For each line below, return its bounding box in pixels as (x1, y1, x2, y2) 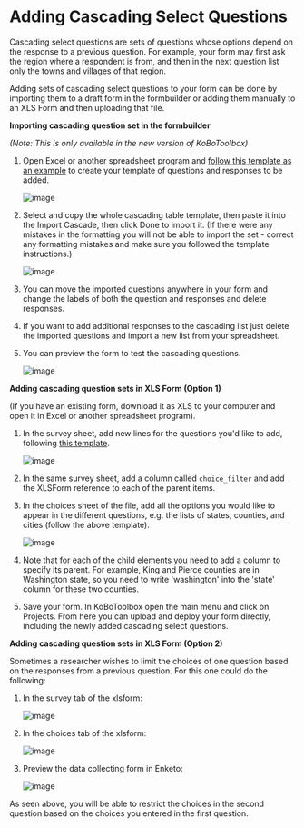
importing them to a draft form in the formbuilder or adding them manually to (9, 93, 296, 104)
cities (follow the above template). (22, 519, 150, 530)
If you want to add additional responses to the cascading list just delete (22, 320, 289, 331)
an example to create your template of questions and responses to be (22, 165, 283, 175)
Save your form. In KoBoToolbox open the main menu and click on (22, 601, 270, 612)
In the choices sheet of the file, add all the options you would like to (22, 500, 275, 511)
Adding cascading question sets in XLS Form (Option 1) (9, 383, 222, 394)
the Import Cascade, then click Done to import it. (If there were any (22, 219, 274, 230)
